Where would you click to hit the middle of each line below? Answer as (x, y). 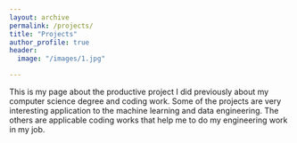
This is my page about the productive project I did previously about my (139, 91)
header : (24, 51)
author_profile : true (49, 42)
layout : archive (39, 17)
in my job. (27, 129)
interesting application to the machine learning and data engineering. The (144, 111)
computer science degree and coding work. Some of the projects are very (145, 101)
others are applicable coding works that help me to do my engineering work (148, 120)
